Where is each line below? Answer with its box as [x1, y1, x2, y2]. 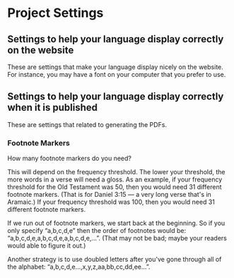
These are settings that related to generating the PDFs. [7, 120, 168, 128]
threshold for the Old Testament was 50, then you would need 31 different [7, 183, 222, 191]
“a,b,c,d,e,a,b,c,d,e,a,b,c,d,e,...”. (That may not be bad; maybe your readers [7, 234, 228, 243]
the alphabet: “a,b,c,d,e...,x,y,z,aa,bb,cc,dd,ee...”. [7, 262, 151, 271]
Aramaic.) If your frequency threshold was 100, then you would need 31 [7, 198, 216, 206]
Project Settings [7, 5, 104, 21]
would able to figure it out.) [7, 241, 86, 250]
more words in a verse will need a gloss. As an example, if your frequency [7, 175, 223, 184]
